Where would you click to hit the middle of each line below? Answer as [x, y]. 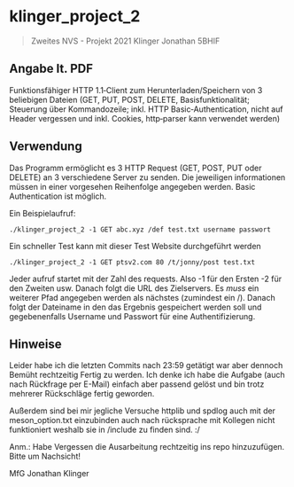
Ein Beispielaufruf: [43, 213]
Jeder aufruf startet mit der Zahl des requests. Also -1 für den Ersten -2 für [145, 279]
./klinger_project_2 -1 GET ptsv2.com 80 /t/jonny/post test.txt [132, 262]
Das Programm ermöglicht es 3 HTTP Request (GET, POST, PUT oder [135, 168]
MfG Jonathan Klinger [50, 474]
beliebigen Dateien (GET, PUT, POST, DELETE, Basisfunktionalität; [129, 99]
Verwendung [46, 147]
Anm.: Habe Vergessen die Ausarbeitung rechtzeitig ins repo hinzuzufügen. [147, 447]
